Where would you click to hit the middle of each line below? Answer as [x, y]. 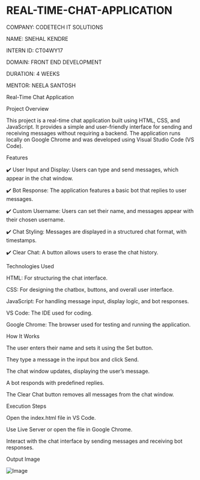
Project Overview [28, 108]
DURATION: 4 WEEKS [33, 73]
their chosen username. [35, 220]
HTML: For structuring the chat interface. [57, 278]
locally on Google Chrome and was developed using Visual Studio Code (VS [100, 140]
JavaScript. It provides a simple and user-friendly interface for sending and [99, 126]
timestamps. [22, 240]
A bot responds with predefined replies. [55, 383]
